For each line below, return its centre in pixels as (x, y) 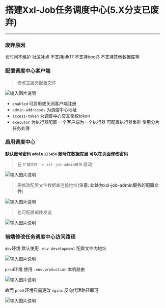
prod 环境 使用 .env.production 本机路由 (45, 270)
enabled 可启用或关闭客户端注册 (44, 103)
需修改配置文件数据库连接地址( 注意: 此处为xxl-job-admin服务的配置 (86, 185)
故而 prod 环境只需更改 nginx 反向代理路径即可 (52, 290)
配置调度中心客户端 (28, 71)
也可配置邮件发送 (34, 212)
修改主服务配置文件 (37, 82)
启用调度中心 (20, 142)
